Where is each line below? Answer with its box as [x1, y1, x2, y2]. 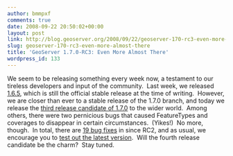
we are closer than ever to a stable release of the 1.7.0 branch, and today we [7, 96, 225, 105]
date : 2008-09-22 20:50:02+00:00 [7, 23, 104, 30]
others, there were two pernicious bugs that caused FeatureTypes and [7, 111, 208, 119]
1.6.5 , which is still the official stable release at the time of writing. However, [7, 89, 225, 97]
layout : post [7, 29, 45, 37]
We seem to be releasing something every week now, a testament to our [7, 74, 214, 83]
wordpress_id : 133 [7, 55, 60, 62]
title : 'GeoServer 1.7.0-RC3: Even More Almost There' [7, 49, 169, 56]
